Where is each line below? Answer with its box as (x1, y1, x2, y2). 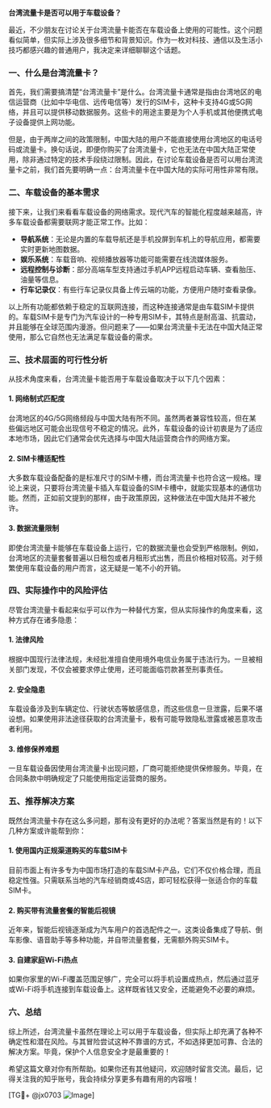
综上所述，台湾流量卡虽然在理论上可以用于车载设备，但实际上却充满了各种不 (8, 1026, 263, 1036)
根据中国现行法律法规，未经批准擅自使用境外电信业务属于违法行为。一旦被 (8, 654, 256, 664)
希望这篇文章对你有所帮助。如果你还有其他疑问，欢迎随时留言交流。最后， (8, 1064, 256, 1073)
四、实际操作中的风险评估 (8, 585, 108, 596)
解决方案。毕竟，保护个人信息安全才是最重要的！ (8, 1047, 171, 1056)
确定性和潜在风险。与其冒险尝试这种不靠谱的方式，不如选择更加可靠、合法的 (8, 1036, 263, 1046)
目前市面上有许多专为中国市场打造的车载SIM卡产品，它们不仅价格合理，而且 (8, 865, 262, 875)
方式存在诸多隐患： (15, 615, 79, 625)
